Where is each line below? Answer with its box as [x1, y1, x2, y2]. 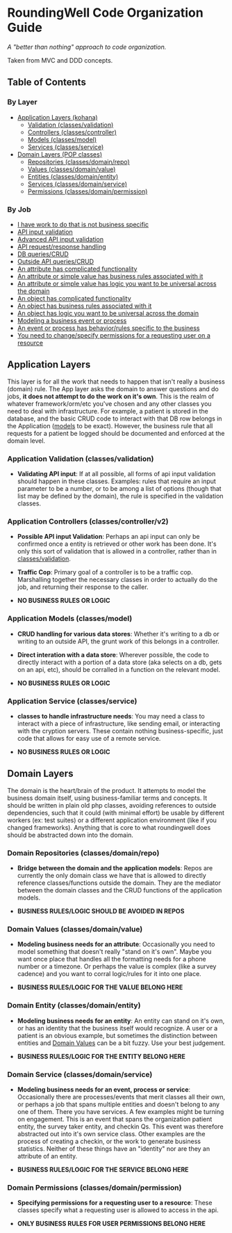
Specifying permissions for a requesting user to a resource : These [17, 1199, 213, 1207]
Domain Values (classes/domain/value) [7, 924, 143, 934]
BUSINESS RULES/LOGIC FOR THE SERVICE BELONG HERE [17, 1165, 189, 1174]
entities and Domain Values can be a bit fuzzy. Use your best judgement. [17, 1039, 226, 1047]
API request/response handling [17, 242, 106, 251]
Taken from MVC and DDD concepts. [7, 56, 113, 64]
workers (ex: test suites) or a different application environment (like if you [7, 816, 217, 824]
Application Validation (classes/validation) [7, 454, 154, 464]
